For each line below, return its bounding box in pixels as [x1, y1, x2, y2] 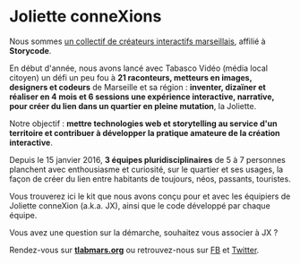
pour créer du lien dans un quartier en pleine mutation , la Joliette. [9, 100, 257, 111]
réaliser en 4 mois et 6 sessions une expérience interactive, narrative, [9, 91, 275, 102]
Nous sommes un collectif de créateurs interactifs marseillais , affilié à [9, 36, 266, 47]
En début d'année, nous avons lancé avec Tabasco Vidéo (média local [9, 63, 269, 73]
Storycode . [9, 45, 52, 55]
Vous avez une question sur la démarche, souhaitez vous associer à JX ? [9, 226, 279, 238]
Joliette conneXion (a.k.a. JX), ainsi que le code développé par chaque [9, 200, 270, 211]
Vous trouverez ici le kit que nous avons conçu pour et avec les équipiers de [9, 191, 291, 201]
